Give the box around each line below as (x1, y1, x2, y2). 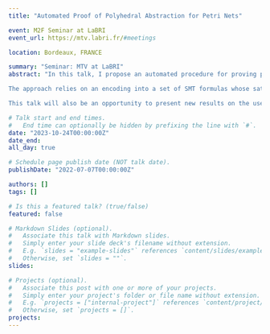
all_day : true (8, 144, 56, 152)
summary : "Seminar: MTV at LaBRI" (8, 63, 125, 71)
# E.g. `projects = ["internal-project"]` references (8, 299, 199, 307)
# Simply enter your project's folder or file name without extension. (8, 291, 261, 299)
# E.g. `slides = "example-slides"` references (8, 247, 178, 255)
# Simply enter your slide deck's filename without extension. (8, 239, 231, 248)
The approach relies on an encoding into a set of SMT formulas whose (8, 85, 250, 93)
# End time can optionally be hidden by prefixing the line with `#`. (8, 122, 257, 130)
